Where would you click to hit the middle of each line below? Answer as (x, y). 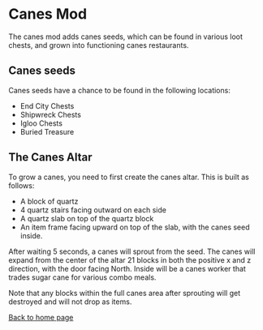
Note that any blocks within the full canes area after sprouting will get (125, 293)
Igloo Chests (41, 123)
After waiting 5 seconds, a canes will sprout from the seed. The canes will (132, 251)
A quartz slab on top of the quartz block (87, 218)
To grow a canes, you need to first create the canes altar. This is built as (129, 177)
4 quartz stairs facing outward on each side (93, 210)
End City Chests (47, 105)
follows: (22, 185)
